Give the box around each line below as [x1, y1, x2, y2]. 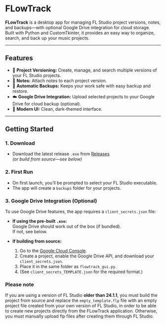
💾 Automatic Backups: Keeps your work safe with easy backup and [12, 82, 151, 89]
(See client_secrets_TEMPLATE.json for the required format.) [19, 269, 143, 275]
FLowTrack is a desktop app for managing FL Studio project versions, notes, [5, 19, 161, 25]
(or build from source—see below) [12, 156, 83, 162]
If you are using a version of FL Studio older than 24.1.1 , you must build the [5, 292, 158, 298]
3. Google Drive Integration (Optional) [5, 197, 97, 204]
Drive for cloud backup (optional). [12, 101, 82, 107]
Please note [5, 281, 35, 288]
